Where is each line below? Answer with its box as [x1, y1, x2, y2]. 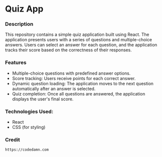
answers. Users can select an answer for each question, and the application [5, 42, 157, 48]
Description [5, 21, 34, 28]
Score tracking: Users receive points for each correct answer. [12, 75, 136, 81]
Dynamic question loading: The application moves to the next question [12, 80, 154, 86]
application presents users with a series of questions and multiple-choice [5, 37, 152, 43]
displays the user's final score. [12, 96, 74, 102]
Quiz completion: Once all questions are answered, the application [12, 91, 145, 96]
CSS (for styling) [12, 125, 46, 130]
